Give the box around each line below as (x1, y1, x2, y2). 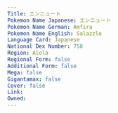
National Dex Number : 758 (7, 43, 83, 50)
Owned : (7, 95, 27, 102)
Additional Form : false (7, 62, 77, 69)
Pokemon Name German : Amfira (7, 23, 93, 30)
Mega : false (7, 69, 42, 76)
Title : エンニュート (7, 10, 61, 18)
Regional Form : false (7, 56, 71, 63)
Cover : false (7, 82, 46, 89)
